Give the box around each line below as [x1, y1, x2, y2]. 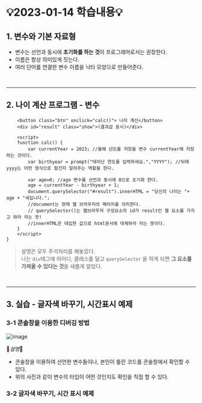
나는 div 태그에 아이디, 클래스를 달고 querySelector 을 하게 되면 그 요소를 [20, 255, 192, 262]
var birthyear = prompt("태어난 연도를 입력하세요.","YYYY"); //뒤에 [28, 159, 189, 165]
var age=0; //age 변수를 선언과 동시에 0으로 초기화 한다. [28, 177, 159, 183]
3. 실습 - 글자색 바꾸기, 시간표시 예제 [6, 299, 133, 310]
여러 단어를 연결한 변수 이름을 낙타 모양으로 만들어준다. [14, 64, 144, 70]
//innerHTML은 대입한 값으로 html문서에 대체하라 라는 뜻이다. [28, 220, 165, 226]
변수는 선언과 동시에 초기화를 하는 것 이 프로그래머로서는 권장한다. [14, 49, 167, 55]
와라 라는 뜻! [13, 214, 42, 220]
